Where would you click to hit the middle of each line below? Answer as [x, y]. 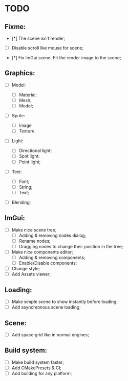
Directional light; [35, 151]
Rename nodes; [35, 241]
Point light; [30, 162]
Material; [28, 95]
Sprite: [18, 116]
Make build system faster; [38, 362]
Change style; [26, 269]
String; [26, 187]
